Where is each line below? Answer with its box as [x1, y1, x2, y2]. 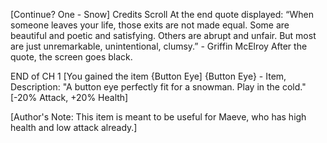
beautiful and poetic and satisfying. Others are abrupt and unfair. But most [10, 30, 317, 41]
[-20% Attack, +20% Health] [10, 92, 129, 103]
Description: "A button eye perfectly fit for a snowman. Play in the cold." [10, 81, 307, 93]
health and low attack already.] [10, 122, 138, 133]
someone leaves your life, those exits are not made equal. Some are [10, 19, 290, 31]
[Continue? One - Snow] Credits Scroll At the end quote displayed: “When [10, 9, 314, 20]
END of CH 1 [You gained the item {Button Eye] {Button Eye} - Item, [10, 70, 287, 82]
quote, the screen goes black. [10, 51, 133, 63]
